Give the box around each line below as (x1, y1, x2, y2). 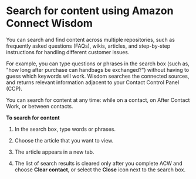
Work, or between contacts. (6, 102, 73, 110)
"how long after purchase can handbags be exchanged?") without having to (6, 66, 190, 73)
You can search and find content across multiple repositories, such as (6, 36, 175, 43)
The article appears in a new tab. (14, 148, 94, 155)
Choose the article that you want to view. (14, 137, 114, 144)
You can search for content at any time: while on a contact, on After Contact (6, 96, 190, 104)
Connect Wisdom (6, 16, 93, 30)
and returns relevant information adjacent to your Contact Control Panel (6, 78, 180, 86)
